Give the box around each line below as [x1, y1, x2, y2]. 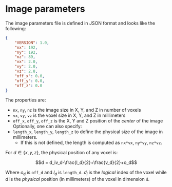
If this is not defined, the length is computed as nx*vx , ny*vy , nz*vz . [20, 139, 163, 146]
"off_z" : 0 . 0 [14, 83, 43, 88]
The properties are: [5, 97, 46, 103]
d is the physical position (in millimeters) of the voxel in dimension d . [5, 176, 150, 182]
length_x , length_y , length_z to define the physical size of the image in [12, 129, 163, 135]
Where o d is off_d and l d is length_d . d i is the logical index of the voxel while [5, 170, 167, 177]
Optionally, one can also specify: [12, 123, 82, 130]
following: [5, 25, 26, 31]
